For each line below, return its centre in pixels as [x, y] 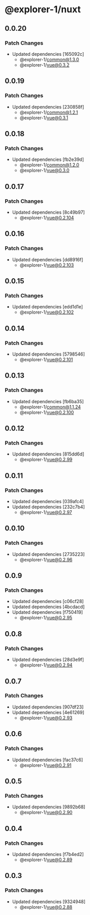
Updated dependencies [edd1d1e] [48, 307]
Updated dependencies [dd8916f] [48, 259]
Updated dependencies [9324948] [49, 901]
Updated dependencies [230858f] [48, 107]
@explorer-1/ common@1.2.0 [49, 165]
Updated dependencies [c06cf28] [48, 601]
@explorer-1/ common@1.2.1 [49, 112]
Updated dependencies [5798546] [48, 354]
